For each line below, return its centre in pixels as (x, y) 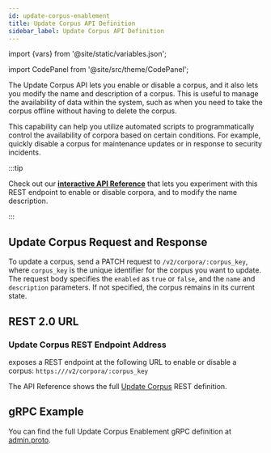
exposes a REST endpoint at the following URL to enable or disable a (123, 362)
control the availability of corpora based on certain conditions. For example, (135, 135)
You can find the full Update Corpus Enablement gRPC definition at (120, 431)
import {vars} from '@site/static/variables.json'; (88, 54)
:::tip (16, 168)
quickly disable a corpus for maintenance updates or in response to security (135, 144)
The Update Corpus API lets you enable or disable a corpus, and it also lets (133, 85)
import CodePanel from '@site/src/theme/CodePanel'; (98, 70)
